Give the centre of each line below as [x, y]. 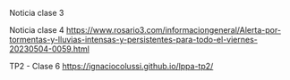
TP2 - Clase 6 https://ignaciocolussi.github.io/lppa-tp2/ [111, 66]
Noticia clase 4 [37, 30]
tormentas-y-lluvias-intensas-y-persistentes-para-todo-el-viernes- [133, 40]
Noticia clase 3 [37, 13]
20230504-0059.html [49, 49]
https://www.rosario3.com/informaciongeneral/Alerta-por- [174, 30]
